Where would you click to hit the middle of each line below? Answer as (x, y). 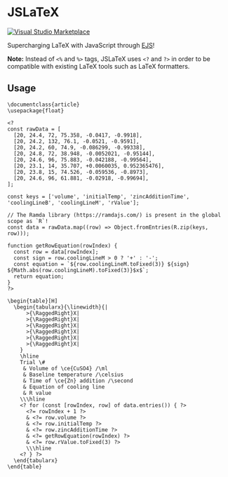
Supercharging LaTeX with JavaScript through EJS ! (81, 45)
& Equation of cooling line (64, 387)
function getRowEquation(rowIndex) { (62, 246)
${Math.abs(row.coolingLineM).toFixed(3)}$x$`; (78, 270)
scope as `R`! (28, 221)
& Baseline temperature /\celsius (73, 375)
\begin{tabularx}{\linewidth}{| (61, 307)
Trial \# (33, 362)
